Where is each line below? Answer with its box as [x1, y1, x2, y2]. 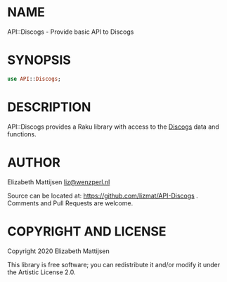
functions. [7, 129, 37, 138]
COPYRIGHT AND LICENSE [7, 223, 167, 239]
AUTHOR [7, 154, 61, 170]
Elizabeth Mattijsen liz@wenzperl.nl [7, 177, 110, 186]
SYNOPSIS [7, 52, 72, 68]
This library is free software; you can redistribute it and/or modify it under [7, 260, 221, 269]
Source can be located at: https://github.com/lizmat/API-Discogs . [7, 191, 198, 200]
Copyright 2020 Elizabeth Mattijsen [7, 247, 110, 255]
